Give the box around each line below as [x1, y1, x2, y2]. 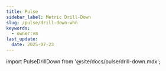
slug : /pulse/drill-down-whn [6, 20, 78, 25]
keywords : [6, 25, 31, 31]
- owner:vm [11, 31, 38, 37]
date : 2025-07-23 [11, 42, 54, 48]
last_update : [6, 36, 38, 42]
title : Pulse [6, 8, 38, 15]
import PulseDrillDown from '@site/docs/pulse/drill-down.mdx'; [6, 57, 161, 65]
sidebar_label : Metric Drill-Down [6, 14, 92, 20]
